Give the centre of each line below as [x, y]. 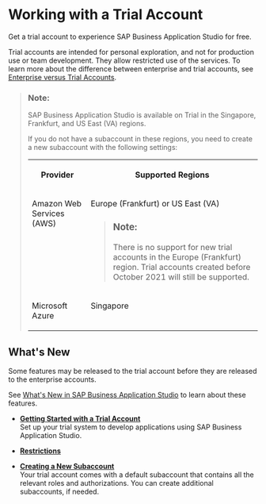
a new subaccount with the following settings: [103, 148]
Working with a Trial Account [106, 15]
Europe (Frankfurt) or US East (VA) [155, 204]
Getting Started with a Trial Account [80, 418]
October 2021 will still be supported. [181, 277]
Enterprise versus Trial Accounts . [63, 77]
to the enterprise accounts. [52, 379]
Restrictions [40, 451]
